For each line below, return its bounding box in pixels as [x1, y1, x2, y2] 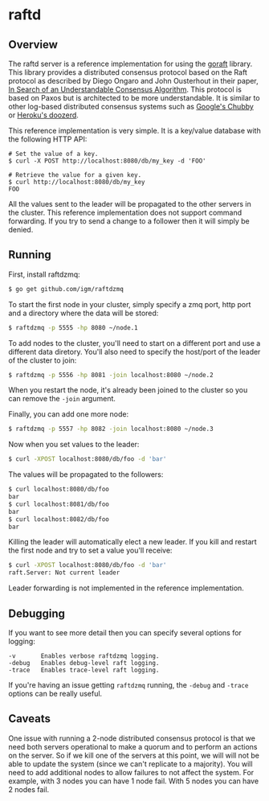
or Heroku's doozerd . [8, 110, 79, 120]
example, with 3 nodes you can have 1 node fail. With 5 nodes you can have [8, 776, 259, 786]
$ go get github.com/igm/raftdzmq [8, 285, 124, 293]
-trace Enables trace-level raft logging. [8, 666, 160, 674]
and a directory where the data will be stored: [8, 308, 159, 318]
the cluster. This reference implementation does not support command [8, 207, 243, 217]
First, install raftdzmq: [8, 269, 80, 279]
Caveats [8, 712, 51, 725]
